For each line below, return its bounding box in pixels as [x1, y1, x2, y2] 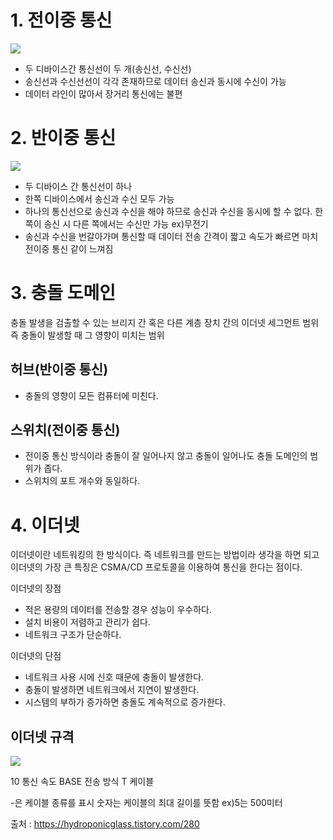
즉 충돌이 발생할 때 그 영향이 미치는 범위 [10, 329, 165, 341]
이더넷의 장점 [10, 582, 62, 595]
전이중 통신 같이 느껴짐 [24, 242, 114, 255]
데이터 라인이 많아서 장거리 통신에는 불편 [24, 87, 183, 100]
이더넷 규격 [10, 728, 75, 745]
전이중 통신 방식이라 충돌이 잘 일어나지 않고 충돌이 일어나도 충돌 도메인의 [24, 450, 308, 462]
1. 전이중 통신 [10, 9, 113, 32]
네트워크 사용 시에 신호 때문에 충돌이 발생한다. [24, 671, 205, 683]
